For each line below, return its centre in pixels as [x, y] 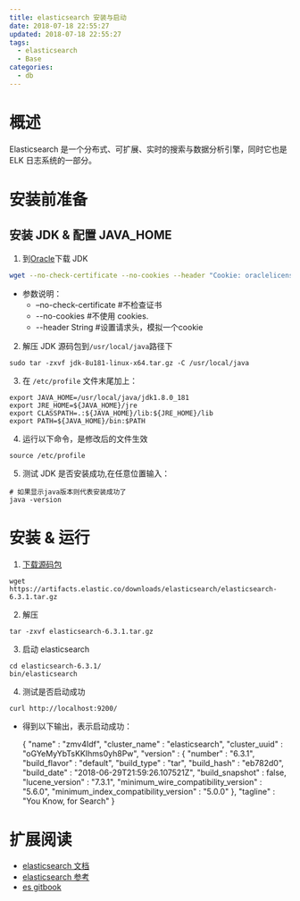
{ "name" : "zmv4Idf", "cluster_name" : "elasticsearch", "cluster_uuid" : [152, 744]
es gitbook [42, 887]
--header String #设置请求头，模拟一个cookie [119, 327]
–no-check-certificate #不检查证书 [99, 305]
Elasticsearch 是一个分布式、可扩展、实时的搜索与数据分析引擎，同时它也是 [148, 149]
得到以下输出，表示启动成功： [77, 726]
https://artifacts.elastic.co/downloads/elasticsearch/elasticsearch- [143, 589]
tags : [19, 42]
